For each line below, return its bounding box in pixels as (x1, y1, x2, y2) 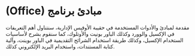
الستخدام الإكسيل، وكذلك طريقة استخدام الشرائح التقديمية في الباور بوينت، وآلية (5, 36, 184, 43)
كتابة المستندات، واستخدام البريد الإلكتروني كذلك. (5, 43, 115, 50)
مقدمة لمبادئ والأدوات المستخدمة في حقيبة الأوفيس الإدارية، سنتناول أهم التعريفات (5, 24, 190, 31)
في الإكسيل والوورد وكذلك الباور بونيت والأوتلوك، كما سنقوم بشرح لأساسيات (5, 30, 175, 37)
